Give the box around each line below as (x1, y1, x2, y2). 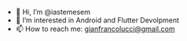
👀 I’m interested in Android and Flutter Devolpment (15, 15, 179, 25)
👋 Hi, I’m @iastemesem (15, 8, 91, 16)
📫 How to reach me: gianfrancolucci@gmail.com (15, 24, 175, 33)
